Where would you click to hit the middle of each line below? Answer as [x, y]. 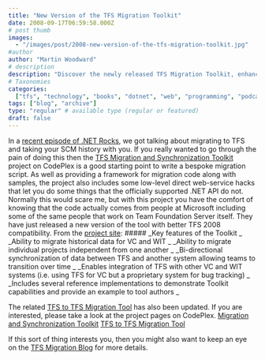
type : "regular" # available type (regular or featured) [104, 111]
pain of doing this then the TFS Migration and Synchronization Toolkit [121, 157]
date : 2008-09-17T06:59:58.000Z [61, 23]
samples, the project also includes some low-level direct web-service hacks [132, 182]
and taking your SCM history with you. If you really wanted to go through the [132, 149]
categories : [28, 89]
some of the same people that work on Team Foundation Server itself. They [131, 216]
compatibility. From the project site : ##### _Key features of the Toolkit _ [125, 233]
